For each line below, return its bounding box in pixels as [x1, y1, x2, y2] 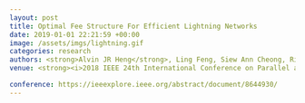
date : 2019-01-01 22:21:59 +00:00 [9, 30, 141, 39]
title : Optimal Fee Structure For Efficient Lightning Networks [9, 22, 258, 31]
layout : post [9, 13, 59, 23]
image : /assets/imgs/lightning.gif [9, 38, 144, 48]
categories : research [9, 47, 92, 56]
